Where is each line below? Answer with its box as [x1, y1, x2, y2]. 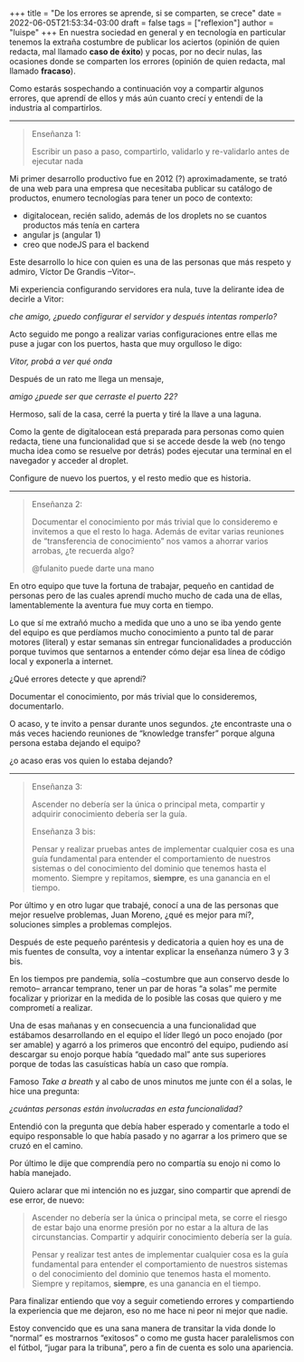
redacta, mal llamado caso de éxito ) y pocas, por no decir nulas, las [9, 46, 262, 57]
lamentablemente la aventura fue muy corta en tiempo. [9, 600, 214, 611]
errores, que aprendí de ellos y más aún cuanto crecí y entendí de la [9, 93, 263, 103]
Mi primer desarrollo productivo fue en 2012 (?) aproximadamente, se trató [9, 173, 288, 184]
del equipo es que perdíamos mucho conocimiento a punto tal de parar [9, 627, 274, 638]
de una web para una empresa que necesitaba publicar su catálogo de [9, 183, 273, 193]
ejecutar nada [31, 156, 84, 166]
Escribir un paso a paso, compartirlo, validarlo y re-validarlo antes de [31, 146, 290, 157]
